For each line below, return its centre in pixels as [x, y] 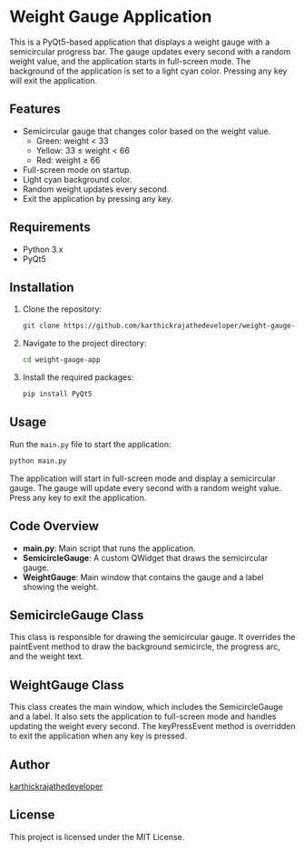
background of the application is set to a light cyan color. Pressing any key [148, 71]
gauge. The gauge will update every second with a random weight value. [146, 487]
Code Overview [54, 526]
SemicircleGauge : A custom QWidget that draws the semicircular [145, 557]
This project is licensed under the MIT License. [97, 836]
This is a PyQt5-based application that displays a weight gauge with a [140, 42]
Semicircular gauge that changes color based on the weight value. [147, 131]
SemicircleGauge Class [77, 615]
